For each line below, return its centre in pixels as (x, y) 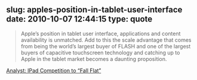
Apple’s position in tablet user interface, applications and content (101, 33)
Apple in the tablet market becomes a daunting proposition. (94, 59)
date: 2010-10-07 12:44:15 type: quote (79, 19)
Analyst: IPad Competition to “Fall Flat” (54, 70)
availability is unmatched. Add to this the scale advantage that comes (106, 40)
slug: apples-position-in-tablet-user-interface (94, 10)
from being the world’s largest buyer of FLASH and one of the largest (106, 46)
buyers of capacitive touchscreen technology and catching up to (100, 53)
